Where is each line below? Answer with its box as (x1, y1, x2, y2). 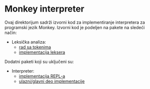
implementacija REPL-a (18, 73, 66, 79)
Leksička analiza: (11, 39, 47, 44)
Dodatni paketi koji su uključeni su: (4, 59, 74, 64)
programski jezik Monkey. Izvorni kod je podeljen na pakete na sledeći (4, 24, 145, 30)
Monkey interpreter (4, 3, 84, 15)
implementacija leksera (18, 49, 66, 55)
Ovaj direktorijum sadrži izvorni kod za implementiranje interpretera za (4, 19, 145, 25)
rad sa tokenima (18, 44, 51, 50)
